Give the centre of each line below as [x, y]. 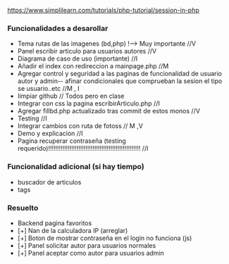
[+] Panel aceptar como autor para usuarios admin [91, 253]
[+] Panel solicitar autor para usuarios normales [87, 245]
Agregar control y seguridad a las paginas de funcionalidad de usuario [119, 74]
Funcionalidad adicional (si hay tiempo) [76, 167]
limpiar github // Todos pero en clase [71, 96]
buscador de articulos [49, 182]
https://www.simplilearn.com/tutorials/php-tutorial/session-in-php [103, 10]
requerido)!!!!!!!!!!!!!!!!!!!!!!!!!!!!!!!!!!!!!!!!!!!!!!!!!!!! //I [83, 149]
